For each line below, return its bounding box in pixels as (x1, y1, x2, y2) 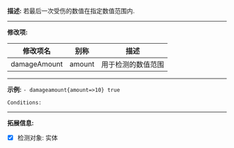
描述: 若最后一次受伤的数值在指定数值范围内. (7, 7, 135, 15)
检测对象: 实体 (17, 133, 58, 142)
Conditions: (7, 99, 42, 106)
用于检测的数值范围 (100, 60, 164, 69)
